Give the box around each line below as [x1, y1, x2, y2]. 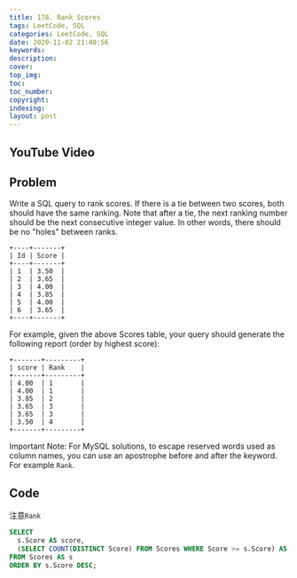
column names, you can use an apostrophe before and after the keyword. [9, 450, 277, 461]
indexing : [9, 104, 46, 113]
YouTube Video [9, 144, 96, 160]
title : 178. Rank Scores [9, 12, 101, 22]
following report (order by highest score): [9, 339, 160, 349]
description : [9, 54, 58, 63]
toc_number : [9, 87, 53, 96]
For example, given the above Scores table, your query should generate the [9, 329, 285, 340]
